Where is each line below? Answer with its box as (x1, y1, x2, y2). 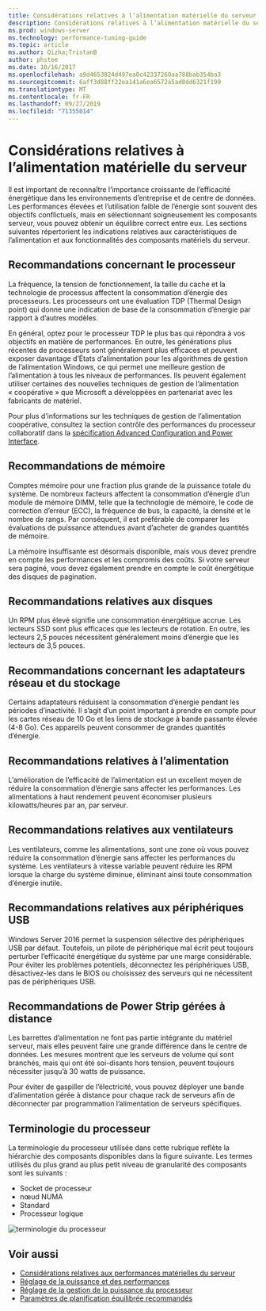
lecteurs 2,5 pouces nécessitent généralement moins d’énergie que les (8, 632, 240, 642)
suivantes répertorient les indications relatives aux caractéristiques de (8, 227, 237, 236)
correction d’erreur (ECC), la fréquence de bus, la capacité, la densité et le (8, 505, 251, 516)
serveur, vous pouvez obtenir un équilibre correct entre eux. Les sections (8, 218, 248, 228)
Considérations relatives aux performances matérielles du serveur (19, 1268, 236, 1278)
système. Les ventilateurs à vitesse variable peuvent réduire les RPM (8, 861, 233, 871)
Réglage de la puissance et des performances (19, 1277, 170, 1286)
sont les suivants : (8, 1168, 67, 1178)
